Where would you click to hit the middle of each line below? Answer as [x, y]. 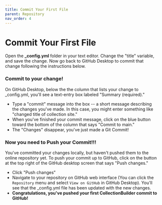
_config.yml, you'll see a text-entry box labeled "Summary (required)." [75, 95]
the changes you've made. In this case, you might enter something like [83, 109]
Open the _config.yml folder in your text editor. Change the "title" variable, [80, 56]
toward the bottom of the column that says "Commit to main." [73, 125]
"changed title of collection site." [45, 114]
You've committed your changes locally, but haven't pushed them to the [77, 153]
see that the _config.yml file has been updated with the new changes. [81, 188]
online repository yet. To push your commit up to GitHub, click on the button [81, 158]
